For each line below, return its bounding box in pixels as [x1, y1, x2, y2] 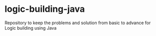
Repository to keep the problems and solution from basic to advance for [4, 20, 151, 26]
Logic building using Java [4, 25, 57, 31]
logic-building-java [4, 3, 85, 15]
